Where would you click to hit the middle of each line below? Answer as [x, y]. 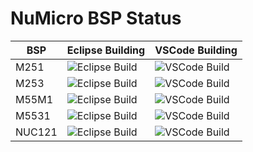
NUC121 [36, 132]
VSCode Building [196, 50]
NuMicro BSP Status [96, 18]
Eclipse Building [106, 50]
